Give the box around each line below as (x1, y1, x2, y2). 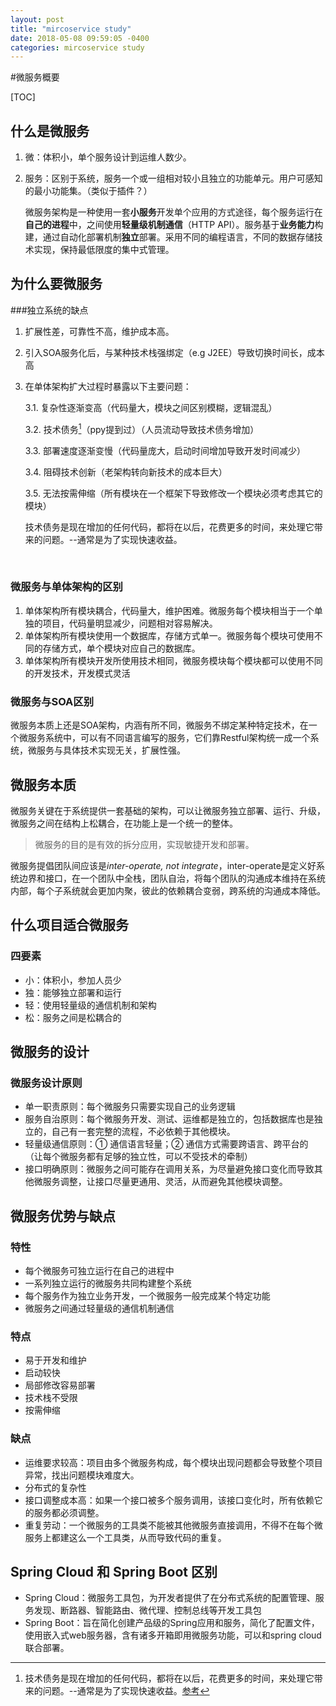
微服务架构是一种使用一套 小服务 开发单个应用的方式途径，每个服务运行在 (24, 206, 323, 218)
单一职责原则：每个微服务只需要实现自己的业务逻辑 (24, 1101, 236, 1113)
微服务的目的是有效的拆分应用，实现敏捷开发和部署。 (34, 838, 255, 850)
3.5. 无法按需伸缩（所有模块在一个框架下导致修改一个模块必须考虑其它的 (24, 487, 323, 499)
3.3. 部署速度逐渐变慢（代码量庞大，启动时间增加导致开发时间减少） (24, 444, 307, 456)
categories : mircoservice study (10, 42, 145, 53)
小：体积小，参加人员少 (24, 974, 122, 986)
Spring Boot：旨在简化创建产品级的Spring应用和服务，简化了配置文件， (24, 1617, 320, 1629)
